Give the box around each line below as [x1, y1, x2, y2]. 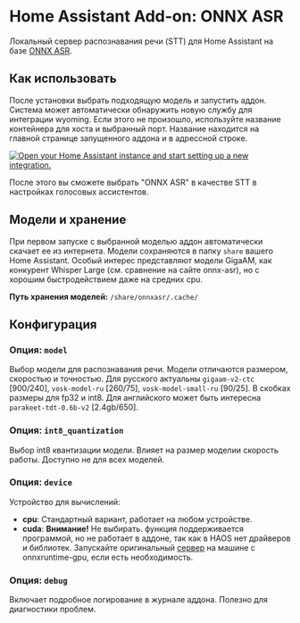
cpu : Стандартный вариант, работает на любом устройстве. [21, 513, 253, 524]
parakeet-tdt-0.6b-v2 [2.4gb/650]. [9, 402, 139, 412]
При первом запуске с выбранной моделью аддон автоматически [9, 236, 263, 246]
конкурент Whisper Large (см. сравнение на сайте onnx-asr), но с [9, 264, 261, 275]
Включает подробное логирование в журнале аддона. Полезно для [9, 594, 268, 605]
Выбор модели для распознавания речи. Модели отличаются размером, [9, 364, 288, 375]
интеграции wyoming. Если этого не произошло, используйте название [9, 113, 281, 124]
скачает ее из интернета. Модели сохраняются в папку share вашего [9, 245, 274, 256]
